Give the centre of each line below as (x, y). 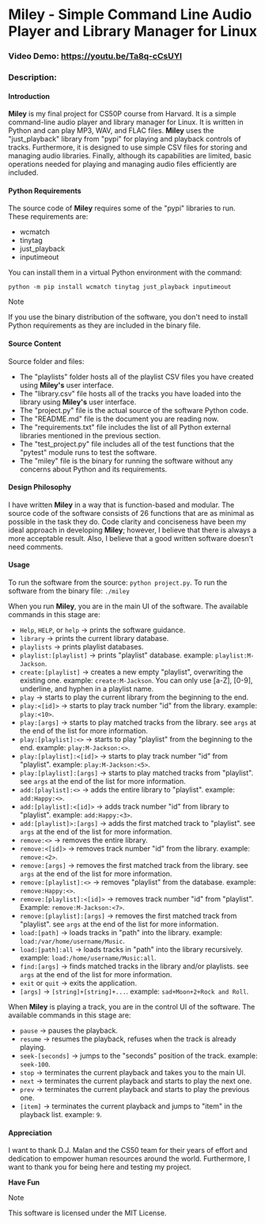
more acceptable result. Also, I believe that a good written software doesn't (131, 538)
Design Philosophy (40, 487)
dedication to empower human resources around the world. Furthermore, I (129, 1159)
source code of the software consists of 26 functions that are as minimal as (131, 513)
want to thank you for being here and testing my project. (100, 1167)
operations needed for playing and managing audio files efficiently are (123, 165)
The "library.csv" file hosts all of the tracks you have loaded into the (130, 393)
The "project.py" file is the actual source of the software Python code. (134, 410)
